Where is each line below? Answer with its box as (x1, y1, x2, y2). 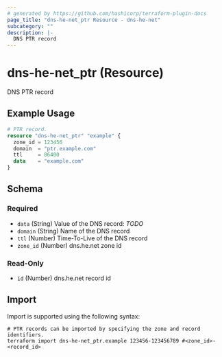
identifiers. (7, 331, 45, 338)
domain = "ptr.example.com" (13, 145, 97, 152)
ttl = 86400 (13, 152, 60, 159)
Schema (7, 183, 43, 195)
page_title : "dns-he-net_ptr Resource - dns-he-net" (7, 16, 161, 23)
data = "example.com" (13, 158, 84, 165)
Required (7, 204, 38, 214)
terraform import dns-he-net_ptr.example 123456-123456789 (7, 337, 180, 344)
